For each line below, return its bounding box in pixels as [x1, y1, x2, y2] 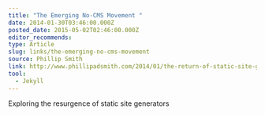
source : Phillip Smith [8, 56, 83, 63]
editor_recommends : [8, 33, 73, 42]
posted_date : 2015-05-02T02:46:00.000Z [8, 26, 140, 34]
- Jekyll [15, 77, 44, 85]
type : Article [8, 41, 55, 49]
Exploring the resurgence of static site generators [8, 99, 170, 108]
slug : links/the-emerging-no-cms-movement [8, 48, 150, 56]
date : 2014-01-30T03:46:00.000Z [8, 19, 114, 27]
